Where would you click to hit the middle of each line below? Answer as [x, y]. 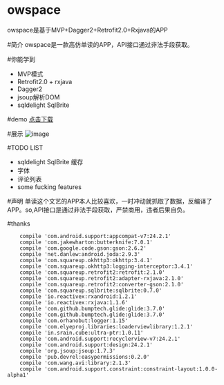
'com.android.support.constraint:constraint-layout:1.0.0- [131, 369]
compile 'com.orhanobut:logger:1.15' [74, 320]
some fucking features [49, 187]
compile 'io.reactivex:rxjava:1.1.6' [74, 302]
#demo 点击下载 [30, 119]
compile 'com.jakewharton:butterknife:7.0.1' [86, 242]
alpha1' [18, 375]
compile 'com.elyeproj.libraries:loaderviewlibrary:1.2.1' [106, 326]
